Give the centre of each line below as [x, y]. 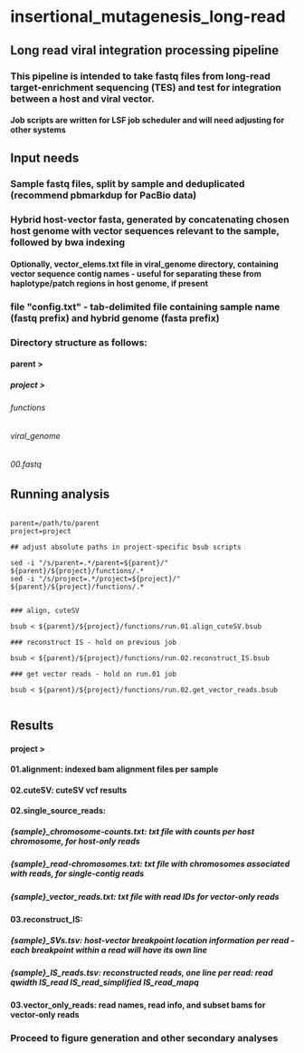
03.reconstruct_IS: [47, 920]
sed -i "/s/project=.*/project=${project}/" [95, 579]
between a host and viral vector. [82, 99]
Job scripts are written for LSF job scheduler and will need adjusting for [147, 121]
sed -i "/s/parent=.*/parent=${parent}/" [90, 563]
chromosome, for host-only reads [76, 841]
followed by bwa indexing [68, 242]
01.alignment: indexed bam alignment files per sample [114, 769]
